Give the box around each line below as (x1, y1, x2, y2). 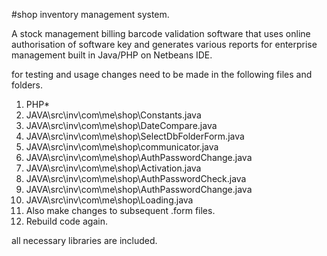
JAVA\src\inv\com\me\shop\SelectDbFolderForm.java (25, 130, 245, 142)
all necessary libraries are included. (11, 235, 158, 246)
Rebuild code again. (25, 215, 108, 227)
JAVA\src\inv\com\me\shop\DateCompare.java (25, 120, 218, 131)
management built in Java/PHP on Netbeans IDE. (11, 49, 213, 61)
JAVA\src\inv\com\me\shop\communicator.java (25, 141, 219, 153)
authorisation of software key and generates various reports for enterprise (11, 39, 318, 50)
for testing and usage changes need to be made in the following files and (11, 69, 313, 80)
